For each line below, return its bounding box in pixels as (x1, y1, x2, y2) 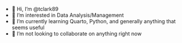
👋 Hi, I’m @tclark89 (11, 6, 59, 12)
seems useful (11, 24, 45, 31)
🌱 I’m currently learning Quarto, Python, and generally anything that (11, 18, 176, 24)
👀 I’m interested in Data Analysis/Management (11, 12, 124, 19)
